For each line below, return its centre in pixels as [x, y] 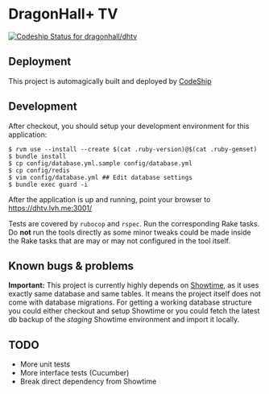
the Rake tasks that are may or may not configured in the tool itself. [120, 241]
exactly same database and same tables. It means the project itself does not [135, 294]
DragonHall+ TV [63, 14]
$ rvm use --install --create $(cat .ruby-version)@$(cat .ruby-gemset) [133, 149]
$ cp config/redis [39, 170]
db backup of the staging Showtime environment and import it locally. [124, 320]
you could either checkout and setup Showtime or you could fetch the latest [134, 311]
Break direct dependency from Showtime [88, 382]
